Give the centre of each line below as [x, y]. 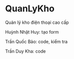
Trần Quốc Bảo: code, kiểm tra [37, 41]
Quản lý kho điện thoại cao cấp [37, 22]
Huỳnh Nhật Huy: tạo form [32, 32]
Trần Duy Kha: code [26, 51]
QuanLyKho [30, 9]
